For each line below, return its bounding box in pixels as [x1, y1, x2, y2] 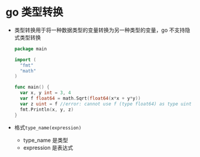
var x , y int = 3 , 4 [20, 90, 71, 96]
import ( [14, 56, 37, 63]
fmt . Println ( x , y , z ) [20, 106, 74, 113]
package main [14, 46, 47, 52]
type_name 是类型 [23, 136, 68, 144]
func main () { [14, 84, 50, 90]
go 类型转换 [5, 5, 63, 19]
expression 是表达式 [23, 144, 73, 151]
